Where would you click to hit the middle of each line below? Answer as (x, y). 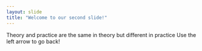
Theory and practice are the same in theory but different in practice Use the (101, 35)
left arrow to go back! (33, 41)
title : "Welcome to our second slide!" (57, 18)
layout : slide (24, 12)
